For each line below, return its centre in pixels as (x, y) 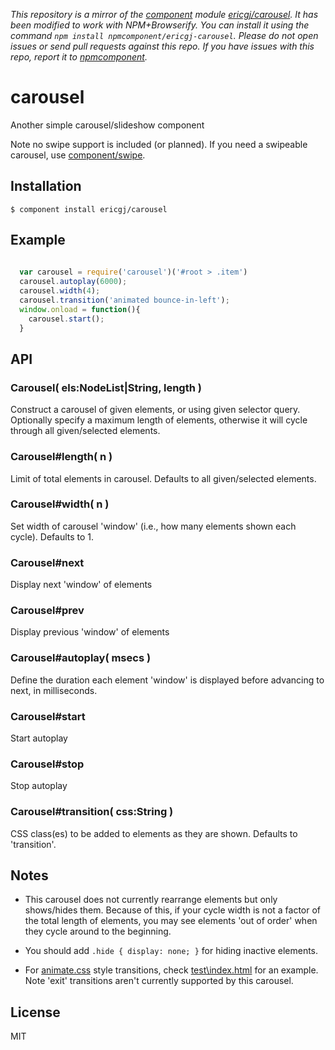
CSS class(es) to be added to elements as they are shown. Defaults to (154, 833)
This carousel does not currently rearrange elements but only (151, 900)
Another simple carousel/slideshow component (107, 125)
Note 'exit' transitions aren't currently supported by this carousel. (159, 981)
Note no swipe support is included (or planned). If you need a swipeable (159, 144)
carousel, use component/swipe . (78, 155)
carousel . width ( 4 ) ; (60, 291)
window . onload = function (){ (80, 309)
